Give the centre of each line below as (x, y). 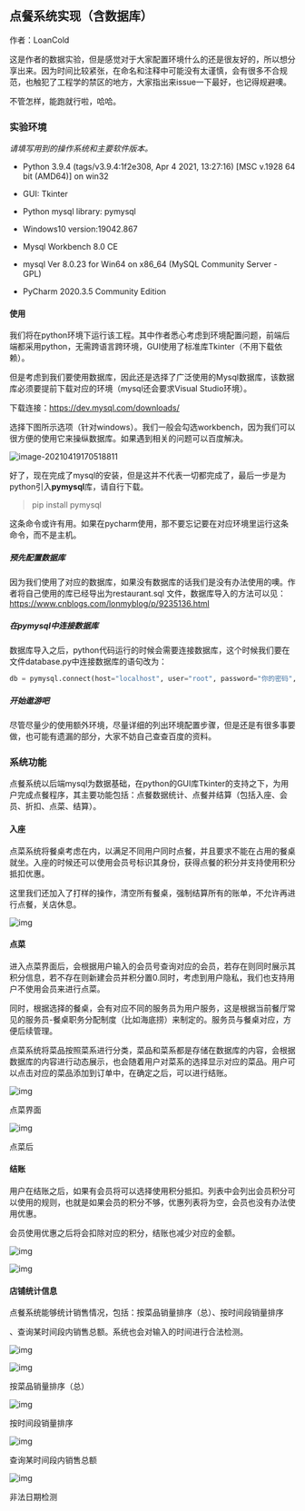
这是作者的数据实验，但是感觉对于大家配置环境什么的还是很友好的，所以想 (148, 59)
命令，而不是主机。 (45, 535)
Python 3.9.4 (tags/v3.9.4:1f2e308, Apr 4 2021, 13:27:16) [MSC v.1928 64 (159, 167)
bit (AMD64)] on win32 (65, 176)
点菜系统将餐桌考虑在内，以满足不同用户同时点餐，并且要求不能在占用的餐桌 (152, 851)
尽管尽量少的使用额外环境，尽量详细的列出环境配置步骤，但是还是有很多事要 (152, 726)
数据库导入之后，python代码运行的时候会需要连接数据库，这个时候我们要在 (150, 650)
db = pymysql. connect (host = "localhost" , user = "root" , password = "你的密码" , (153, 679)
